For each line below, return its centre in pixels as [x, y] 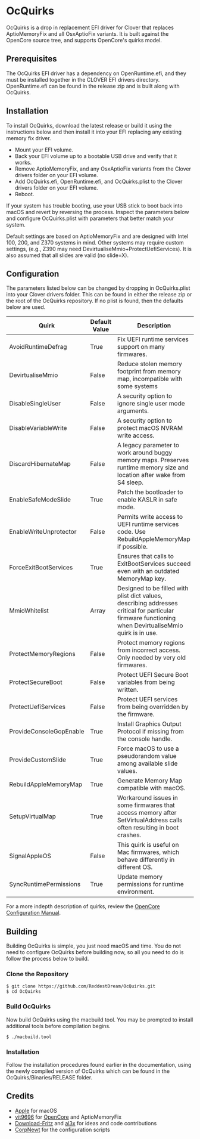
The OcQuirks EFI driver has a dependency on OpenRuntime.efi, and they [96, 73]
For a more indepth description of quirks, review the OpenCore [83, 906]
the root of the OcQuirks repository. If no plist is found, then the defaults [95, 301]
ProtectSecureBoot [36, 682]
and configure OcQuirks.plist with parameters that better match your [90, 218]
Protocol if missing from [151, 732]
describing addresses [147, 603]
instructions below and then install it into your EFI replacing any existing [94, 132]
